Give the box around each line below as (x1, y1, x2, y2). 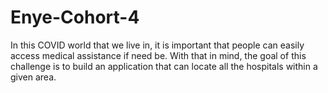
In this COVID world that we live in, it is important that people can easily (10, 39, 305, 51)
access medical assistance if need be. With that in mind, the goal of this (10, 49, 307, 61)
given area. (10, 71, 57, 83)
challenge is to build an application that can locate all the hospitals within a (10, 60, 318, 72)
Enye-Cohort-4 (10, 6, 140, 29)
